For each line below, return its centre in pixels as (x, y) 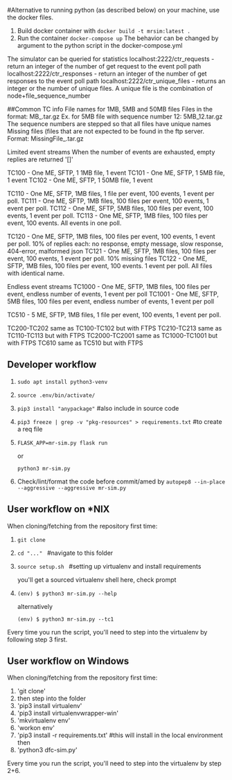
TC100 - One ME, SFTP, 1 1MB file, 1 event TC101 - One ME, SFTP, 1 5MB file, (116, 173)
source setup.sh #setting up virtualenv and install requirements (109, 566)
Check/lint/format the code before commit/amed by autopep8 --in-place (121, 481)
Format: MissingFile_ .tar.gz (46, 139)
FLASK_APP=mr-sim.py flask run (62, 443)
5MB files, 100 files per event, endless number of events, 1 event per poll (111, 301)
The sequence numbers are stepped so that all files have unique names (109, 124)
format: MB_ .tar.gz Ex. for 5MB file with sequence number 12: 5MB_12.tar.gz (115, 116)
